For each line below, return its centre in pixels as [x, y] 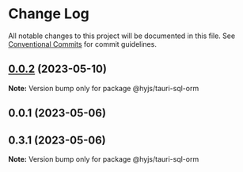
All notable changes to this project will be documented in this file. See [122, 36]
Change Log [49, 14]
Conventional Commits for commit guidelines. [82, 44]
